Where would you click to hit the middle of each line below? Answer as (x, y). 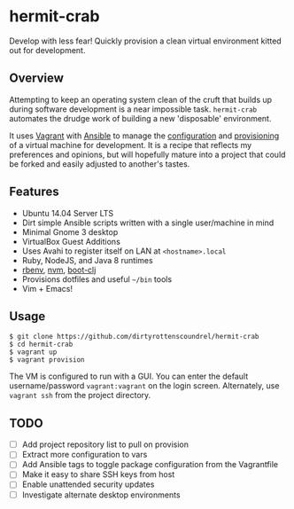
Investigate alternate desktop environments (101, 495)
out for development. (47, 50)
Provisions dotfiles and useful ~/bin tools (97, 279)
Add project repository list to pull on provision (105, 444)
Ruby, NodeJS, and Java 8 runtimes (87, 260)
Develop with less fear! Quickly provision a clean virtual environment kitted (145, 41)
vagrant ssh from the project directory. (80, 395)
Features (34, 192)
